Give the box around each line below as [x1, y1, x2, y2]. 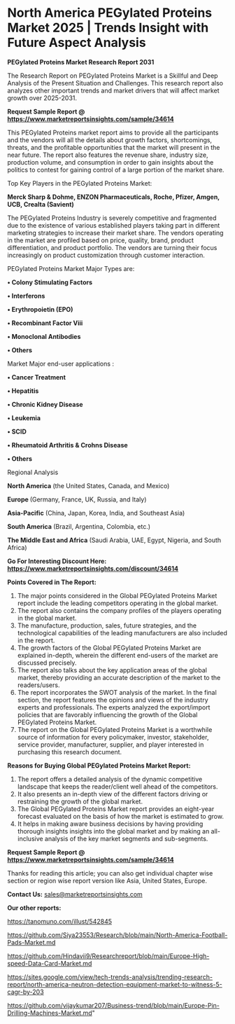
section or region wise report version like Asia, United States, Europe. [7, 876, 208, 885]
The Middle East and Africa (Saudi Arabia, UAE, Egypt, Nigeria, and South [7, 536, 222, 544]
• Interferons [7, 291, 45, 300]
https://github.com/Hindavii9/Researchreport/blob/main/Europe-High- [7, 951, 210, 960]
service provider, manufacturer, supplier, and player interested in [17, 740, 204, 749]
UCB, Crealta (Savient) [7, 200, 75, 208]
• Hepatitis [7, 387, 39, 395]
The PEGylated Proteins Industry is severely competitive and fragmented [7, 214, 217, 222]
